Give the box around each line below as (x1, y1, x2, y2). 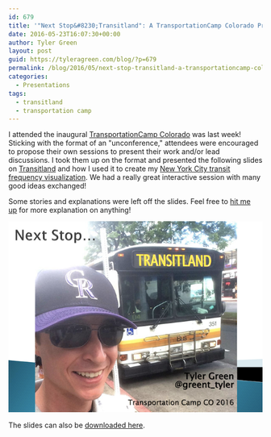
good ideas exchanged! (8, 181, 87, 191)
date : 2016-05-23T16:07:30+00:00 (8, 30, 121, 38)
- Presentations (15, 81, 70, 89)
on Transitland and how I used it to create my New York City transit (8, 164, 231, 173)
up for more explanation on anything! (8, 206, 131, 215)
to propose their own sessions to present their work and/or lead (8, 147, 220, 156)
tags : (8, 89, 27, 98)
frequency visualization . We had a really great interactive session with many (8, 173, 261, 182)
